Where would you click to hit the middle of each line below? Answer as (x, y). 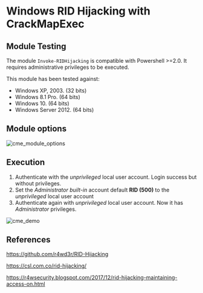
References (28, 240)
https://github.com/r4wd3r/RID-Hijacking (57, 254)
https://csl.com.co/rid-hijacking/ (47, 266)
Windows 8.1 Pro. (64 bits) (47, 97)
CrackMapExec (45, 24)
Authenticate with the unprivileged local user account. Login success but (106, 177)
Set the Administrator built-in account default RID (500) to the (92, 190)
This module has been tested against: (53, 79)
